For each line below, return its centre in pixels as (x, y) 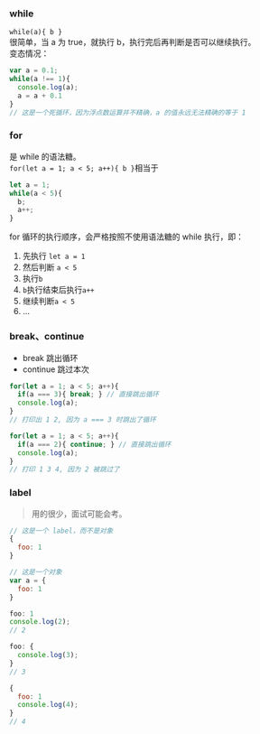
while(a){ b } (36, 33)
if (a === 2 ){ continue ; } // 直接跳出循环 (94, 444)
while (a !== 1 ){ (40, 79)
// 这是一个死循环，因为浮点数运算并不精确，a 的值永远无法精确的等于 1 (128, 112)
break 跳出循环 (50, 358)
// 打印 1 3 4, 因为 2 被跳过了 (65, 469)
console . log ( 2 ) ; (40, 622)
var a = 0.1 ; (34, 70)
